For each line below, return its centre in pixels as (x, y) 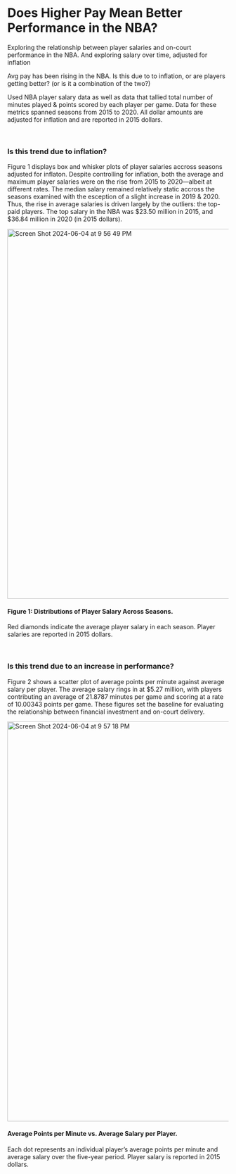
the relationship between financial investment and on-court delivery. (106, 712)
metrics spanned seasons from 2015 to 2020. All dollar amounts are (105, 112)
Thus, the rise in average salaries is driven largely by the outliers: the (107, 204)
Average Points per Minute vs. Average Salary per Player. (92, 1134)
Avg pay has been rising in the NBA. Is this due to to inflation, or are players (117, 76)
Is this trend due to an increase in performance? (91, 667)
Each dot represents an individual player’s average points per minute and (113, 1149)
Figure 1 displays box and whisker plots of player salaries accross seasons (115, 167)
